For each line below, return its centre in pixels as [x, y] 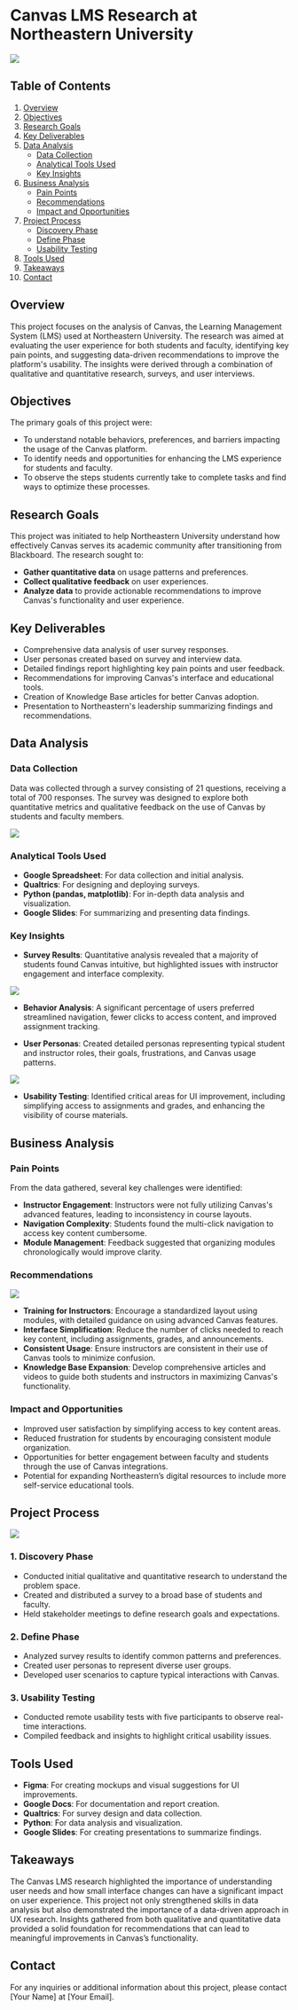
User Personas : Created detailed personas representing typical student [154, 1044]
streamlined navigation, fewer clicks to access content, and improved [150, 1017]
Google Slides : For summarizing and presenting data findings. [137, 912]
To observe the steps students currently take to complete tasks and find [154, 477]
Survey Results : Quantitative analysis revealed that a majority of [141, 955]
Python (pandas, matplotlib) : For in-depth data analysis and [133, 894]
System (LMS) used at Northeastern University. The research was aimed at [147, 336]
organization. [47, 1447]
